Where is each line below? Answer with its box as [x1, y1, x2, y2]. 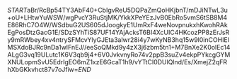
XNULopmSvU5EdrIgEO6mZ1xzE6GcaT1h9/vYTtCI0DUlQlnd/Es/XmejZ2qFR [7, 58, 228, 66]
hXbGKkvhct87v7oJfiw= [7, 66, 79, 73]
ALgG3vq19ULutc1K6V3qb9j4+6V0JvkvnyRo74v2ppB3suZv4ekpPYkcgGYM [7, 50, 231, 59]
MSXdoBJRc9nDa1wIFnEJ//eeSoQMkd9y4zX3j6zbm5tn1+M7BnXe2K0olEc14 [7, 43, 231, 51]
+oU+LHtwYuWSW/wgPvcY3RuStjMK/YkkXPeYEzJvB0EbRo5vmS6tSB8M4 [7, 13, 228, 22]
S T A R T [7, 6, 28, 14]
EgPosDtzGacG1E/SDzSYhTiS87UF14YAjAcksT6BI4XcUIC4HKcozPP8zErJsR [7, 28, 230, 36]
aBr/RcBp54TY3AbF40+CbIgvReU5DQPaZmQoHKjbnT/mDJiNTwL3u [27, 6, 229, 14]
